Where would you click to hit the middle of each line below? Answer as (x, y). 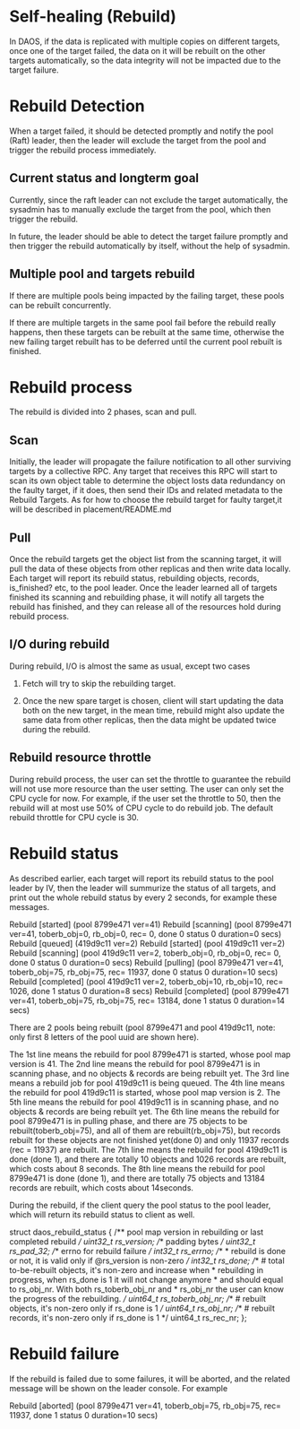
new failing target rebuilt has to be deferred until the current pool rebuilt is (146, 342)
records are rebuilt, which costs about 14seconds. (102, 1187)
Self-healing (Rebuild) (93, 17)
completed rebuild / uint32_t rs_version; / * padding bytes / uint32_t (133, 1241)
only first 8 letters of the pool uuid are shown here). (104, 1036)
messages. (30, 906)
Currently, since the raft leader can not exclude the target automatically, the (149, 200)
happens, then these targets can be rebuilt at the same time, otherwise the (147, 332)
